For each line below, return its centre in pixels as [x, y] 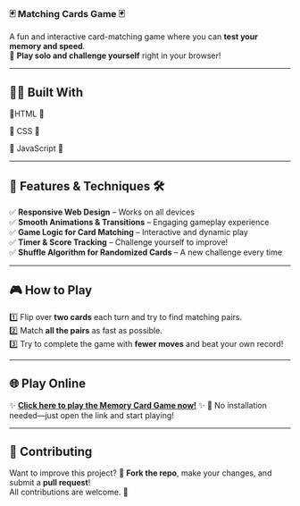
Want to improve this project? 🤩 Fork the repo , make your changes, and [141, 473]
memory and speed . [47, 46]
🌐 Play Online [48, 384]
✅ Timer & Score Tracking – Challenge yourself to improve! [119, 242]
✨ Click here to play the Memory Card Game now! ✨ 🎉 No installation [138, 405]
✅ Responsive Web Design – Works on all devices [102, 212]
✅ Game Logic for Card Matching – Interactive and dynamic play [129, 232]
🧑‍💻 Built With [46, 92]
